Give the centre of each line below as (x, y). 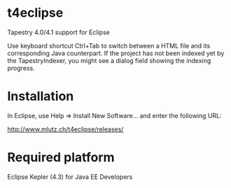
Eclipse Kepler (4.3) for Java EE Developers (70, 177)
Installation (41, 96)
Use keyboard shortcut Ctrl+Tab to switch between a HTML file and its (109, 45)
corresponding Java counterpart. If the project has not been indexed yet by (116, 53)
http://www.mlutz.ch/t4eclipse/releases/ (65, 129)
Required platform (61, 158)
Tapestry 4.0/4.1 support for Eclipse (58, 32)
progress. (21, 68)
